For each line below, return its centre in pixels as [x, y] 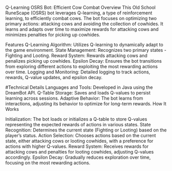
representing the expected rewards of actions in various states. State [78, 125]
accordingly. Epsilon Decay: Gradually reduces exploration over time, [78, 157]
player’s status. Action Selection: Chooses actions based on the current [81, 135]
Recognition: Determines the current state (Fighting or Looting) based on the [86, 130]
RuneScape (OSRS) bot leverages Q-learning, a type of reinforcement [79, 13]
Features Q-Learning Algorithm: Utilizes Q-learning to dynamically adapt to [84, 45]
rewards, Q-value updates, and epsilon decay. [54, 77]
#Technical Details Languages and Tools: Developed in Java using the [79, 87]
